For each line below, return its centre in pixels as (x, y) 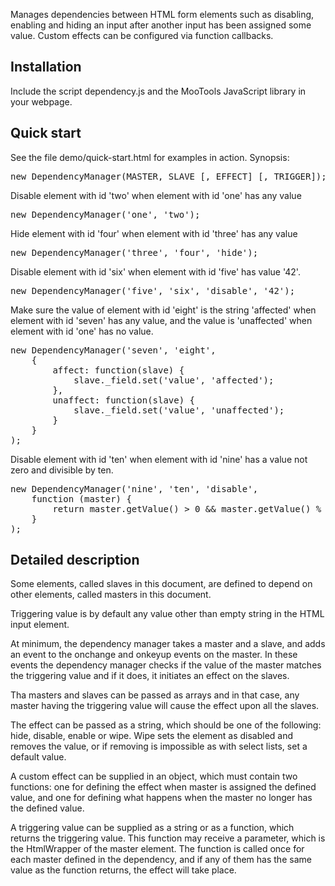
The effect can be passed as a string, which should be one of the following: (166, 725)
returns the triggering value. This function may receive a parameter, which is (168, 838)
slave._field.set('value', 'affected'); (174, 380)
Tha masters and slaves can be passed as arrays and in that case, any (155, 695)
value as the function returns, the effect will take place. (123, 870)
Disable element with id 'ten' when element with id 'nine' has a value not (159, 459)
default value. (38, 757)
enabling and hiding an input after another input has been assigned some (161, 25)
